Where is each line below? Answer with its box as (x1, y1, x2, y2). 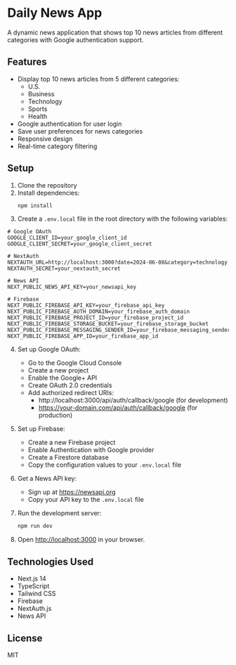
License (7, 632, 43, 644)
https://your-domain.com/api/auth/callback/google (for (38, 403, 198, 412)
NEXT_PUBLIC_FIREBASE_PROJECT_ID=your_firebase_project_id (7, 314, 184, 321)
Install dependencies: (17, 188, 80, 197)
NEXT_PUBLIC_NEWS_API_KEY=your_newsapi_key (7, 283, 137, 291)
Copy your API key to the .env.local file (27, 496, 144, 504)
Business (27, 89, 55, 98)
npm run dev (17, 522, 53, 530)
